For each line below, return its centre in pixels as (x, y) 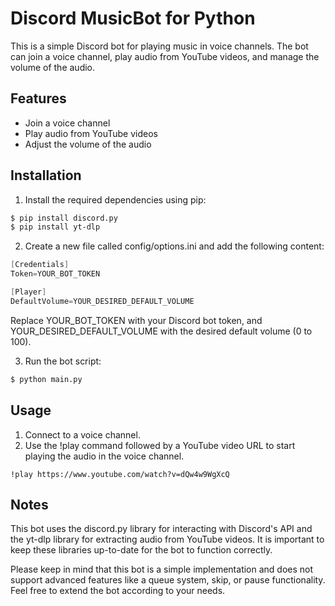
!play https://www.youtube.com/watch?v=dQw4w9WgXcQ (120, 474)
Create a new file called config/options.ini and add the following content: (174, 246)
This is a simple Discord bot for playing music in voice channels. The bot (159, 46)
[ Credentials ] (40, 265)
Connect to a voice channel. (82, 434)
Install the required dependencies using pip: (115, 199)
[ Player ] (28, 292)
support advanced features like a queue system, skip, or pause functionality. (168, 580)
